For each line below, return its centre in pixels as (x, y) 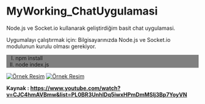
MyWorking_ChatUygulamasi (82, 11)
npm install (29, 58)
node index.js (32, 64)
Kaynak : (18, 88)
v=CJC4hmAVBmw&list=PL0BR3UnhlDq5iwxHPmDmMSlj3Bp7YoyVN (97, 94)
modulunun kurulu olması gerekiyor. (51, 46)
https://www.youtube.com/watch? (75, 88)
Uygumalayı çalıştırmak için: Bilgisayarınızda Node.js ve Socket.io (88, 40)
